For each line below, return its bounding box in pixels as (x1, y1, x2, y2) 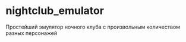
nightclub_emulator (5, 4, 105, 17)
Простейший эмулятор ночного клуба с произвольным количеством (5, 23, 181, 30)
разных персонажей (5, 29, 58, 36)
